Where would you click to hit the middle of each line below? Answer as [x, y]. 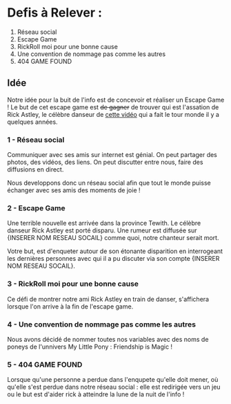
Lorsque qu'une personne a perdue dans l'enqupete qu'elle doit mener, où [113, 380]
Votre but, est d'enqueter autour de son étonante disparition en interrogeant [115, 251]
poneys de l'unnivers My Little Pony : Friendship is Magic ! [90, 347]
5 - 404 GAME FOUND [45, 365]
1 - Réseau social [36, 140]
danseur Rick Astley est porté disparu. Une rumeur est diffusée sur [102, 230]
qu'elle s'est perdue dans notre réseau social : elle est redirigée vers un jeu [114, 387]
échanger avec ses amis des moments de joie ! [74, 190]
